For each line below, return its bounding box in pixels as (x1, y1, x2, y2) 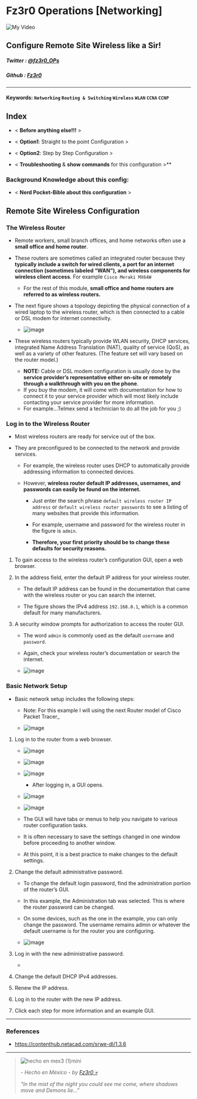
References (6, 1027, 40, 1035)
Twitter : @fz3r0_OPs (6, 57, 60, 64)
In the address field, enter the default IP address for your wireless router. (14, 574, 191, 581)
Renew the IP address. (14, 984, 69, 991)
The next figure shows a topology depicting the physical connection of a (14, 303, 190, 310)
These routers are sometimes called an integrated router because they (14, 254, 185, 262)
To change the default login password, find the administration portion (23, 879, 191, 886)
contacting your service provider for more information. (23, 399, 155, 406)
